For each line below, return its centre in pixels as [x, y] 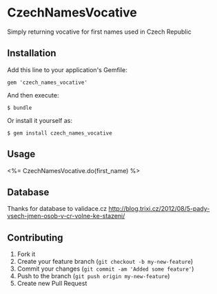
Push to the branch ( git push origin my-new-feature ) [93, 276]
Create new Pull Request [52, 284]
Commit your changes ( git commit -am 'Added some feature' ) [105, 269]
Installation [32, 53]
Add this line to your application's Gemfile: [67, 69]
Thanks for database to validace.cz [57, 209]
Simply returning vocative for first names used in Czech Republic [99, 32]
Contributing [35, 237]
